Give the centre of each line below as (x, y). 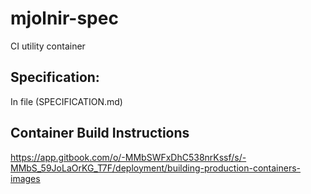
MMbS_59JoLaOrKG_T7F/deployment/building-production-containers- (156, 168)
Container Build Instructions (100, 133)
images (25, 178)
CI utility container (48, 46)
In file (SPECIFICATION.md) (66, 101)
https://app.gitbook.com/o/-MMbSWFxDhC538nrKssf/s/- (128, 157)
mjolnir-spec (64, 18)
